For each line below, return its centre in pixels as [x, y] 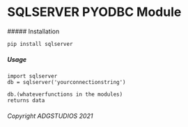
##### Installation [33, 31]
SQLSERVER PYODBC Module [94, 12]
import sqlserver [32, 76]
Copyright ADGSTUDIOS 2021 [50, 116]
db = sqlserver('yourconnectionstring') [67, 82]
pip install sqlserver [40, 44]
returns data [26, 100]
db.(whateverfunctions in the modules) [65, 94]
